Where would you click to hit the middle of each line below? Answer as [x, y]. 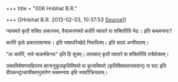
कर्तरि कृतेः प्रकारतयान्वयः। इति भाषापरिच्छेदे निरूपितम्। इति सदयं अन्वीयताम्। [78, 42]
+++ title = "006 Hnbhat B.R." [42, 8]
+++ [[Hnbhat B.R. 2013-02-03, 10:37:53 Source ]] [66, 19]
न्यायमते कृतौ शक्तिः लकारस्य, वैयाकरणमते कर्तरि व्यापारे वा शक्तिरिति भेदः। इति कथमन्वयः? [89, 31]
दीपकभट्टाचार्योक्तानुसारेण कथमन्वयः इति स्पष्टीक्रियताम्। [57, 72]
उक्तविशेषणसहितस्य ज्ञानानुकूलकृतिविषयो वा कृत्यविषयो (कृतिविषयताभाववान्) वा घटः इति [86, 66]
